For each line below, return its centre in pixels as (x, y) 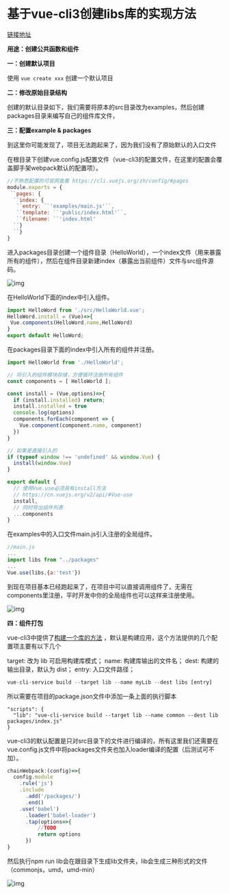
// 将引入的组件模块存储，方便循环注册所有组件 (65, 375)
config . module (33, 777)
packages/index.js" (35, 721)
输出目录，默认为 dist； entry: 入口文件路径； (71, 669)
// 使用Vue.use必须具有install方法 (60, 488)
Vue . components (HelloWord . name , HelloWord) (71, 323)
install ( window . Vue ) (42, 463)
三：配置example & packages (49, 130)
